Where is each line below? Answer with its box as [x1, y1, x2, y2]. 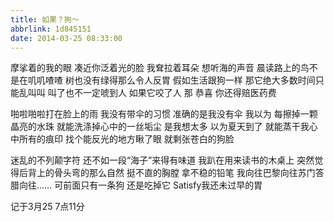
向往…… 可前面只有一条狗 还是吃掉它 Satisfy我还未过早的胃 [18, 179, 263, 191]
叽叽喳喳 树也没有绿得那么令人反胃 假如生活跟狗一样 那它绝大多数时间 [27, 74, 316, 86]
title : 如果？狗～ [10, 14, 80, 25]
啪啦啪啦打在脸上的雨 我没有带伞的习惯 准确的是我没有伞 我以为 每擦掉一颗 [10, 108, 318, 120]
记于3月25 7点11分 [10, 201, 85, 213]
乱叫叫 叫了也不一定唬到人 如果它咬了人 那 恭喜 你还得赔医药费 [18, 87, 277, 99]
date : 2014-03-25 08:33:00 [10, 33, 123, 43]
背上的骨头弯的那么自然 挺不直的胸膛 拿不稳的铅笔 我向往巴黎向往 [27, 167, 298, 179]
